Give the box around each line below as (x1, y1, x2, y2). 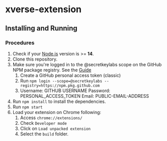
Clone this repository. (12, 56, 58, 62)
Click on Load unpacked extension (20, 125, 91, 131)
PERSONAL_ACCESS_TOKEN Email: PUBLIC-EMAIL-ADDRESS (20, 93, 149, 99)
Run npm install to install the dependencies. (12, 98, 106, 104)
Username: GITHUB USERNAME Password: (20, 88, 110, 94)
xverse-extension (5, 4, 82, 15)
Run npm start (12, 103, 43, 110)
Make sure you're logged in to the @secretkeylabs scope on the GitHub (12, 61, 162, 67)
